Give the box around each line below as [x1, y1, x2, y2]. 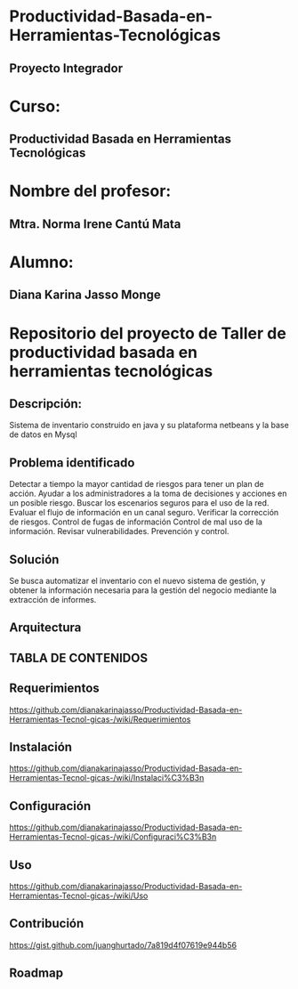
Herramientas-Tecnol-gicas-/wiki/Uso [9, 890, 149, 901]
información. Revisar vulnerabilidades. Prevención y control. [9, 526, 230, 537]
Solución [9, 552, 60, 567]
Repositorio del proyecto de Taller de [9, 323, 286, 344]
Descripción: [9, 396, 83, 411]
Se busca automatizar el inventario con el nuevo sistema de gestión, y [9, 575, 266, 586]
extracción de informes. [9, 594, 97, 604]
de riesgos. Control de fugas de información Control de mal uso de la [9, 516, 262, 527]
